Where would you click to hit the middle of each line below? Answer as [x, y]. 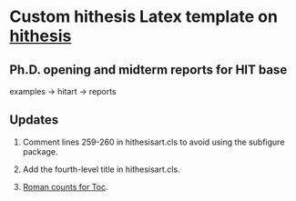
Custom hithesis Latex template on [143, 17]
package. [40, 151]
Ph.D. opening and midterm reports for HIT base [148, 70]
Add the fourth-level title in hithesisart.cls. [101, 169]
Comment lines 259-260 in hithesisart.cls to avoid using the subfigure [153, 142]
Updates [34, 120]
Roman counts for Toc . [65, 186]
